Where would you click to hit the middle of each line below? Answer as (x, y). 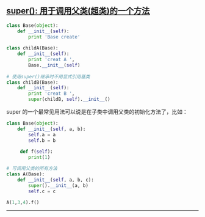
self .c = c (42, 191)
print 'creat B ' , (52, 94)
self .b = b (42, 140)
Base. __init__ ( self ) (54, 65)
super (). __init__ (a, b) (58, 185)
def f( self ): (36, 152)
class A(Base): (26, 174)
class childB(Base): (33, 82)
